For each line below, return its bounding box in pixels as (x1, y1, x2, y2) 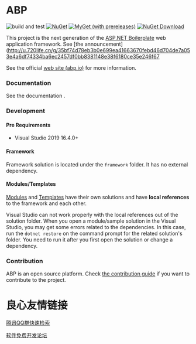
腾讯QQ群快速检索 (6, 319, 50, 326)
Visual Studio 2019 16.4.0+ (14, 134, 79, 141)
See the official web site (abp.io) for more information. (6, 64, 136, 71)
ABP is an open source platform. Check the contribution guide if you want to (6, 270, 190, 277)
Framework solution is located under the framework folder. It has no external (6, 161, 188, 168)
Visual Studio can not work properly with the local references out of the (6, 211, 178, 218)
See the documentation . (6, 92, 66, 100)
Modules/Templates (6, 180, 56, 188)
